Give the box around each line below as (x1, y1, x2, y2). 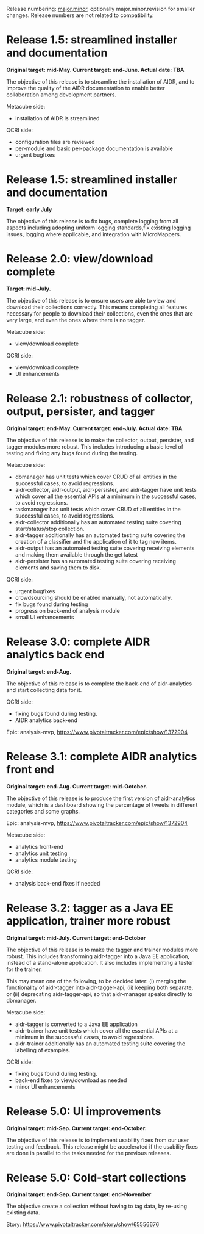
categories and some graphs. (6, 807, 80, 815)
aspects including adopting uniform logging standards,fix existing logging (6, 224, 191, 231)
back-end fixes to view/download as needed (15, 1077, 127, 1084)
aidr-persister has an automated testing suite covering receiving (15, 557, 177, 565)
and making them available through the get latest (15, 550, 138, 558)
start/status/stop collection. (15, 525, 85, 532)
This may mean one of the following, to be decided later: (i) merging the (6, 977, 187, 984)
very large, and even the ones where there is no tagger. (6, 316, 146, 323)
